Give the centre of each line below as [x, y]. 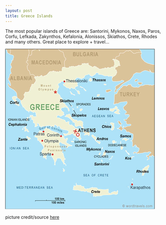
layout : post [19, 11]
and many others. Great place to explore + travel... [57, 42]
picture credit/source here [32, 217]
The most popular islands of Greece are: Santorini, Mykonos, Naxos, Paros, [83, 31]
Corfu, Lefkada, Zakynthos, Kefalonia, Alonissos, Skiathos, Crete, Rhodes [81, 36]
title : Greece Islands [29, 16]
